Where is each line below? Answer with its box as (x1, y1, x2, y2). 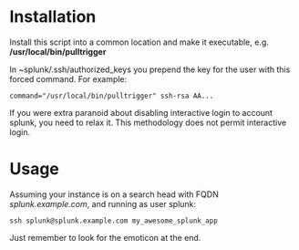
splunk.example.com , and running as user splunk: (9, 198, 197, 209)
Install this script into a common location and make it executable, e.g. (9, 36, 269, 47)
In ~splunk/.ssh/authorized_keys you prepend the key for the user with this (9, 64, 291, 75)
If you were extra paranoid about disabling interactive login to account (9, 107, 273, 118)
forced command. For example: (9, 73, 128, 84)
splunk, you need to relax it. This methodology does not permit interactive (9, 117, 287, 128)
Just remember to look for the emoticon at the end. (9, 232, 201, 243)
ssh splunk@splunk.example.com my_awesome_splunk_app (9, 216, 219, 225)
